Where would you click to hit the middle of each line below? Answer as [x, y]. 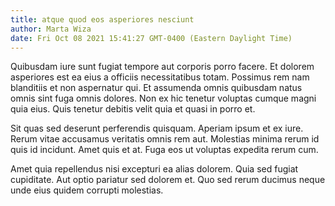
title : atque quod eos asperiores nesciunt [102, 19]
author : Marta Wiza [51, 29]
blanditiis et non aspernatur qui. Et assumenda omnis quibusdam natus [156, 88]
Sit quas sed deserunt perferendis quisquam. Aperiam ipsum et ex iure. [157, 128]
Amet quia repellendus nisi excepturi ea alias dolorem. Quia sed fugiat [154, 169]
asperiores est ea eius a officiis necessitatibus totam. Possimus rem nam [160, 77]
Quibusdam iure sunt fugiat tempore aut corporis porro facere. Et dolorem [162, 67]
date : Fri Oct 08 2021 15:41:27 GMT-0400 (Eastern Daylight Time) [151, 38]
